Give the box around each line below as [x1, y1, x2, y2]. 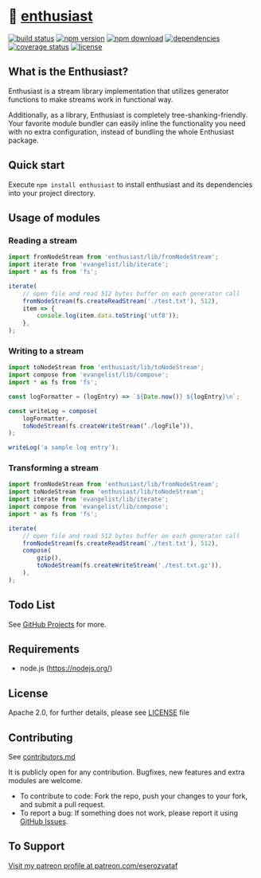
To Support [8, 840, 65, 853]
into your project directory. [8, 188, 95, 197]
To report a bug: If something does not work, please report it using [19, 808, 239, 818]
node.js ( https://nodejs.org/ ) [19, 664, 113, 673]
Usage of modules [8, 211, 101, 224]
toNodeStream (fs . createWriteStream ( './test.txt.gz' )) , [37, 561, 223, 570]
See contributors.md [8, 752, 76, 762]
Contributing [8, 731, 73, 744]
